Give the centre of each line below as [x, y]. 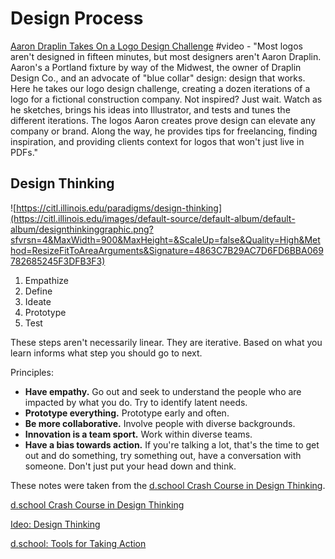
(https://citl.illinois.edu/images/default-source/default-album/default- [153, 218]
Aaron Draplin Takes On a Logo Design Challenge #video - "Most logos [156, 46]
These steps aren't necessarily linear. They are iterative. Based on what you [166, 342]
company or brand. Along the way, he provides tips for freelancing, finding [164, 131]
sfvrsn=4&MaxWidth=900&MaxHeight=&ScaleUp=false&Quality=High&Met [165, 239]
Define [38, 291]
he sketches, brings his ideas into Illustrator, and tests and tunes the [150, 109]
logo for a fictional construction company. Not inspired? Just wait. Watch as [166, 99]
